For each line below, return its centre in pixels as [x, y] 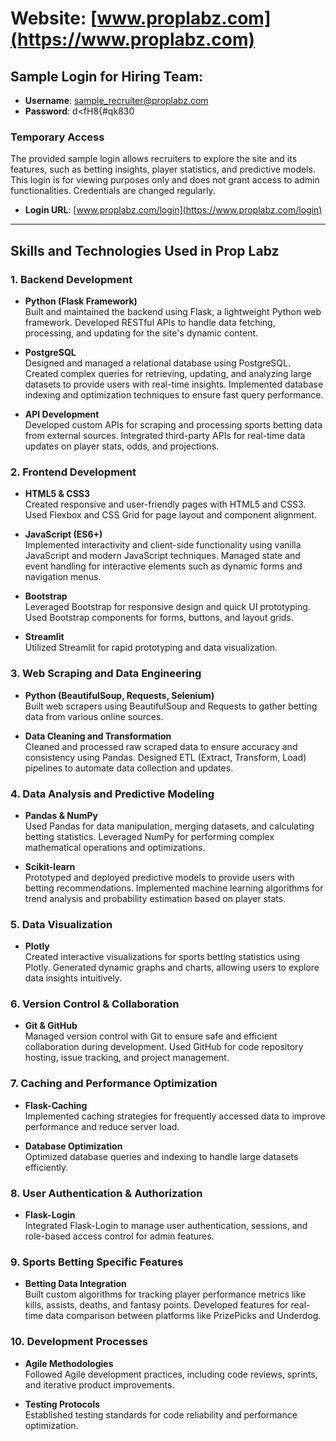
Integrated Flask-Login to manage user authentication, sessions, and [166, 1226]
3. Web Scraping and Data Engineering [106, 674]
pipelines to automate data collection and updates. [129, 768]
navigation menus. [63, 577]
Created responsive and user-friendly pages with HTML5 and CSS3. [165, 504]
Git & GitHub [51, 1026]
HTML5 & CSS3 [57, 494]
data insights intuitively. [73, 978]
